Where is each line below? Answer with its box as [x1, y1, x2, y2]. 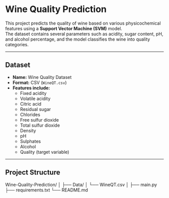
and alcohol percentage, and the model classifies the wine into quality [5, 36, 150, 42]
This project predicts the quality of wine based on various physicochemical [5, 20, 161, 26]
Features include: [12, 84, 50, 91]
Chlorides [20, 112, 40, 118]
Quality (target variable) [20, 149, 69, 155]
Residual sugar [20, 106, 51, 112]
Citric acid [20, 101, 42, 107]
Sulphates [20, 138, 41, 144]
